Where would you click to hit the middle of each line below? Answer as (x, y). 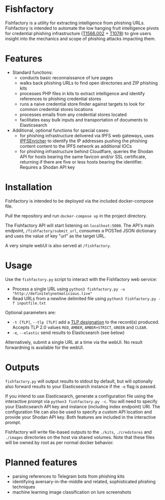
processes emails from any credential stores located (73, 114)
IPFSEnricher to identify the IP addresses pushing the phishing (83, 141)
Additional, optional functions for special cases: (61, 130)
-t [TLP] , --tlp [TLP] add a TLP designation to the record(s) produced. (86, 322)
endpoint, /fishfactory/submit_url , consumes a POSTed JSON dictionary (81, 230)
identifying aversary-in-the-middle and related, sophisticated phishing (84, 481)
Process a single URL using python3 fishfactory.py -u (69, 289)
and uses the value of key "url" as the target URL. (56, 236)
